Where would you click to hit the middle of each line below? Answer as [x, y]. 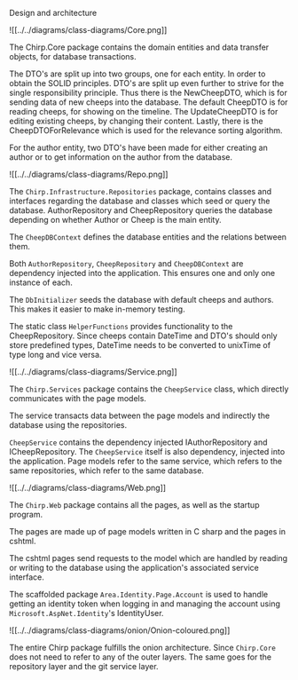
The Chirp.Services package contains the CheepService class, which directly [149, 389]
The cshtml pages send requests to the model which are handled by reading [149, 558]
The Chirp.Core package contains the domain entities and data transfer [139, 47]
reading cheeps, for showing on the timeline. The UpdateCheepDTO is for [144, 111]
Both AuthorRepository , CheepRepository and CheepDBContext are [126, 264]
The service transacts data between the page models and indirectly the [140, 415]
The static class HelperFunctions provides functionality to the [121, 326]
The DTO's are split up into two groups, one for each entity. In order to [137, 74]
